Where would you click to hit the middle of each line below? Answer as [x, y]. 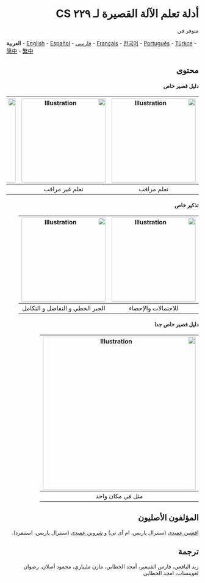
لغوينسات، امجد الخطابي [171, 573]
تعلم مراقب [154, 189]
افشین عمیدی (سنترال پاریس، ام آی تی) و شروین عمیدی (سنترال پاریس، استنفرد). [105, 532]
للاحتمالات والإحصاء [154, 308]
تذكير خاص [186, 205]
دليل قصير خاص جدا [177, 324]
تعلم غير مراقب [63, 189]
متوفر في [188, 31]
